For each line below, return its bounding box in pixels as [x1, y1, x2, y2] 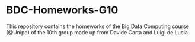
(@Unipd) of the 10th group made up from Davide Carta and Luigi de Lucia [6, 29, 188, 36]
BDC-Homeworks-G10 [6, 3, 119, 17]
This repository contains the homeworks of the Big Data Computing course [6, 23, 190, 30]
